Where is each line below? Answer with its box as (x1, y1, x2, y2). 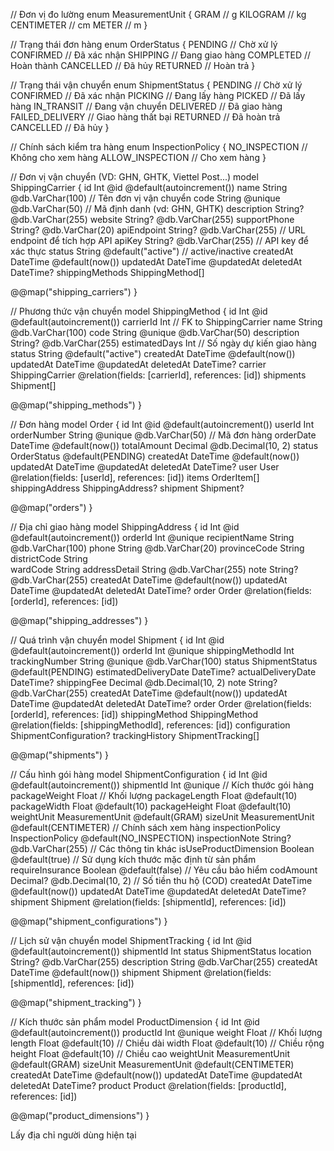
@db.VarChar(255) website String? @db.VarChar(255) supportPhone (10, 214, 295, 225)
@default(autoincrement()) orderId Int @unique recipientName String (10, 532, 295, 543)
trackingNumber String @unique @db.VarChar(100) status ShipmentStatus (10, 655, 318, 667)
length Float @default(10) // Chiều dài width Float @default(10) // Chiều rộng (10, 1037, 325, 1049)
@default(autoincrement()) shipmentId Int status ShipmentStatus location (10, 945, 312, 957)
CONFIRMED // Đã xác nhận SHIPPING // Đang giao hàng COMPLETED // (10, 49, 312, 61)
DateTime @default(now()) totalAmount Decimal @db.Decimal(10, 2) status (10, 440, 319, 451)
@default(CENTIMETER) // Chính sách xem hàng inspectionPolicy (10, 822, 281, 833)
